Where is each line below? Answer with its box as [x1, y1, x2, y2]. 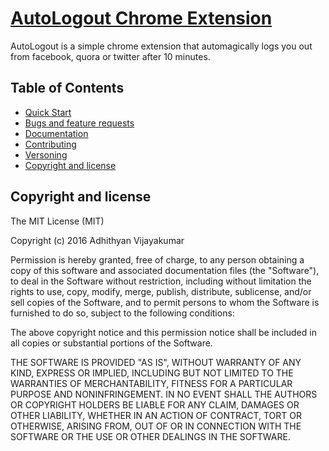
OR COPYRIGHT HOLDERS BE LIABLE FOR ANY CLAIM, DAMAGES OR [10, 398, 300, 411]
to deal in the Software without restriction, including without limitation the [10, 275, 312, 287]
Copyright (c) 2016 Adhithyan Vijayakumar [10, 234, 185, 246]
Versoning [24, 148, 68, 161]
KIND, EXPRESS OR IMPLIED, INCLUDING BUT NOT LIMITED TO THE [10, 367, 294, 379]
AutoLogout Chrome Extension [10, 7, 273, 30]
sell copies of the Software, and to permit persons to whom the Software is [10, 296, 320, 308]
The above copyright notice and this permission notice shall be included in [10, 326, 317, 338]
